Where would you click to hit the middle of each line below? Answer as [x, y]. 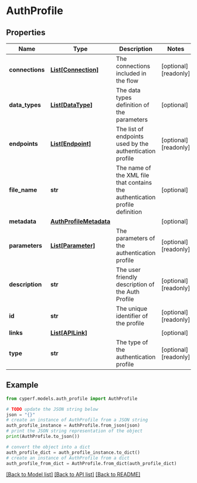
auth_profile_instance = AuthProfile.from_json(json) [73, 426]
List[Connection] [75, 70]
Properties [26, 33]
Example [22, 385]
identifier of [132, 316]
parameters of [136, 238]
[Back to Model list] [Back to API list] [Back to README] [73, 475]
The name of [134, 168]
